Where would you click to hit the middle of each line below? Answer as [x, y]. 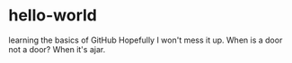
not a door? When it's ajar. [57, 49]
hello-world [53, 16]
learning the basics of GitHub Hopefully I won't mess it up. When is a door [146, 40]
